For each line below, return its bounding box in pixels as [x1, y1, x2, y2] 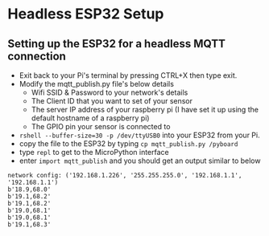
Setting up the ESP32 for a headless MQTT [7, 37, 226, 51]
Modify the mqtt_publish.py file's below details [19, 79, 175, 88]
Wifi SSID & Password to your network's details [31, 87, 188, 97]
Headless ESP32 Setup [7, 5, 164, 23]
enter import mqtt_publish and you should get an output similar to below [19, 156, 261, 165]
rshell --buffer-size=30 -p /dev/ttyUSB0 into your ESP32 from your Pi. [19, 130, 260, 140]
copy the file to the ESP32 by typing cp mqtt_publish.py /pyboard [19, 139, 238, 149]
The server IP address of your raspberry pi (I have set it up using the [31, 105, 259, 114]
